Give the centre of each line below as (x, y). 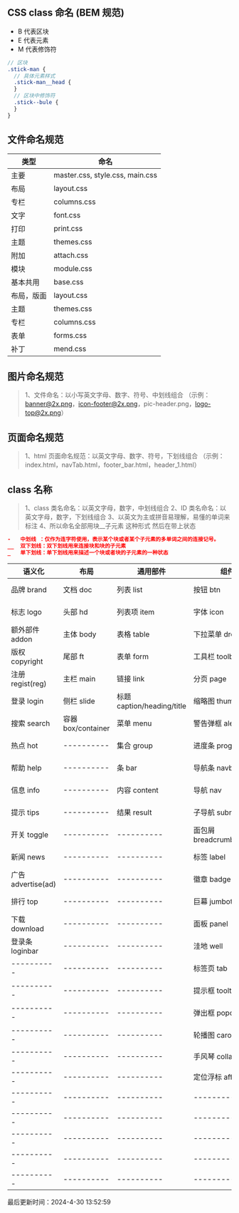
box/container (86, 728)
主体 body (80, 634)
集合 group (134, 745)
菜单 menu (134, 723)
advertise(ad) (34, 884)
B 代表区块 (33, 31)
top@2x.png (43, 413)
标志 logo (27, 611)
